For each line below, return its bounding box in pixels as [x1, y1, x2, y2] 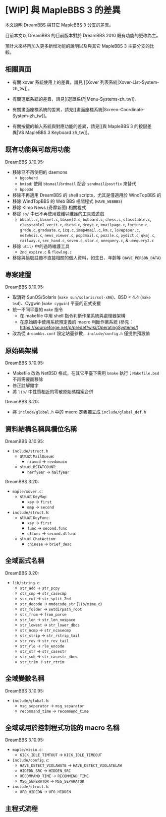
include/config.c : [12, 757, 50, 763]
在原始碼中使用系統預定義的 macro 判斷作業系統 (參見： [19, 319, 134, 325]
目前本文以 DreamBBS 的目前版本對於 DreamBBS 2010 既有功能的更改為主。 [5, 32, 161, 38]
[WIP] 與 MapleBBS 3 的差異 [5, 4, 121, 16]
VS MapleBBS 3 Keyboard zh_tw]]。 [18, 129, 92, 135]
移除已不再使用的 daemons [12, 169, 68, 175]
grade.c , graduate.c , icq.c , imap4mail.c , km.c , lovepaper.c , [19, 227, 140, 233]
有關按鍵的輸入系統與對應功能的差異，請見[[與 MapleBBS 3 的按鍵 [12, 123, 148, 129]
